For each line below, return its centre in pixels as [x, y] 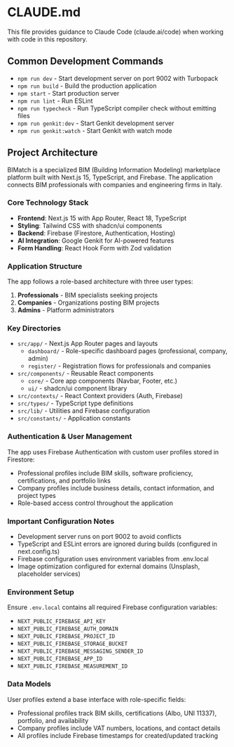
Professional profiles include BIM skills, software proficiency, [105, 473]
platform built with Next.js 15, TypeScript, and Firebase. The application [110, 177]
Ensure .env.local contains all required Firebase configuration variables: [112, 607]
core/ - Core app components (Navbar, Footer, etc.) [102, 381]
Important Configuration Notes [61, 521]
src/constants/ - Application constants [74, 419]
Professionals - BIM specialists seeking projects [88, 295]
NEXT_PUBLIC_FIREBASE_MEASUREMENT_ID [73, 666]
